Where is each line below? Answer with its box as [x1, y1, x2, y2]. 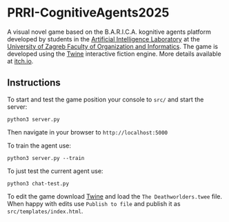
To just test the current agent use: [7, 167, 103, 175]
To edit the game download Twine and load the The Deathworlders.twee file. [7, 192, 223, 201]
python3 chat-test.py [7, 180, 70, 187]
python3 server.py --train [7, 154, 85, 161]
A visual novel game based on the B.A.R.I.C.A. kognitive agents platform [7, 28, 212, 36]
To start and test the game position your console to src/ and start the [7, 95, 204, 103]
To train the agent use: [7, 141, 71, 150]
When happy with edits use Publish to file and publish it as [7, 199, 181, 208]
